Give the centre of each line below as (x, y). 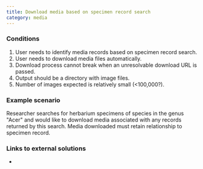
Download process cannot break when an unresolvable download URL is (106, 65)
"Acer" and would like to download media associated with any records (94, 120)
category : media (27, 18)
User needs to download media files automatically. (78, 58)
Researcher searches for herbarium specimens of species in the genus (95, 114)
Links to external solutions (46, 148)
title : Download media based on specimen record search (78, 12)
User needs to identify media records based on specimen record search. (106, 52)
